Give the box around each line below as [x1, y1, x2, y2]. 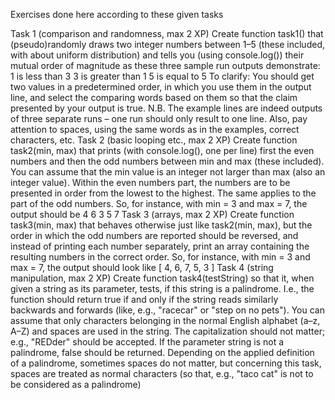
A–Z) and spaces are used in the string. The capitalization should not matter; [10, 325, 326, 337]
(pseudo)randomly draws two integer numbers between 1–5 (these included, [10, 39, 325, 50]
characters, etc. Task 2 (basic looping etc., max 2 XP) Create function [10, 134, 298, 146]
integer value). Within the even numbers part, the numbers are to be [10, 177, 291, 188]
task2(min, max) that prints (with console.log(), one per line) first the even [10, 145, 315, 156]
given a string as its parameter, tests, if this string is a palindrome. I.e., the [10, 283, 315, 294]
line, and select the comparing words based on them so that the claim [10, 92, 298, 103]
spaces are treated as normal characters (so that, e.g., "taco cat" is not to [10, 368, 314, 379]
